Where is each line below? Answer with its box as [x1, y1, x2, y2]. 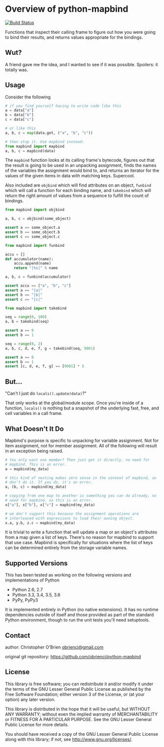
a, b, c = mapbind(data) [5, 148, 56, 153]
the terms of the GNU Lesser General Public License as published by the [5, 686, 151, 692]
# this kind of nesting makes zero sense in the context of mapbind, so [5, 475, 157, 481]
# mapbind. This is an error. [5, 462, 67, 467]
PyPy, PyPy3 [12, 597, 38, 603]
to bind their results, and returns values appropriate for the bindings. [5, 34, 143, 40]
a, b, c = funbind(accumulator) [5, 274, 71, 280]
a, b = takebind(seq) [5, 319, 49, 324]
